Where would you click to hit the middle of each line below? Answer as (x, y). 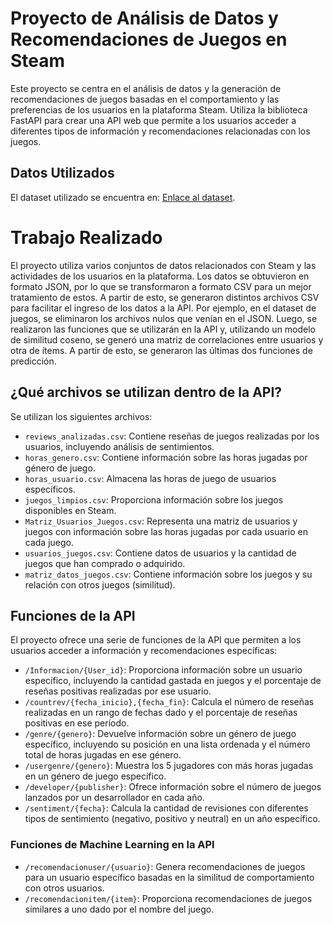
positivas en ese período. (77, 723)
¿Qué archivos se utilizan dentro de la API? (146, 392)
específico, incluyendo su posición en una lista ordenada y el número (167, 744)
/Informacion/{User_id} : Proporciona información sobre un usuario (163, 670)
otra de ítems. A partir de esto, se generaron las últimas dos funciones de (161, 350)
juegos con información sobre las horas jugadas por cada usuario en (166, 531)
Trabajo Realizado (86, 237)
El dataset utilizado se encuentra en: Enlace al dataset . (123, 197)
